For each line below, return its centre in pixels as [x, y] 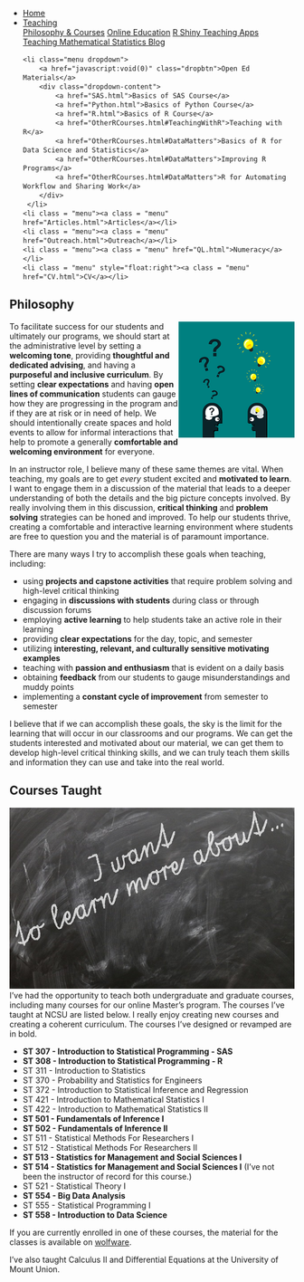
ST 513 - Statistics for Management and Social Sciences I [132, 1157]
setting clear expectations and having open [92, 384]
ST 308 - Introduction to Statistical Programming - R [123, 1061]
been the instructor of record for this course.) [107, 1177]
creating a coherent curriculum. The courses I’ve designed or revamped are [151, 1024]
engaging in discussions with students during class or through [141, 600]
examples [41, 658]
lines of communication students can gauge [93, 394]
